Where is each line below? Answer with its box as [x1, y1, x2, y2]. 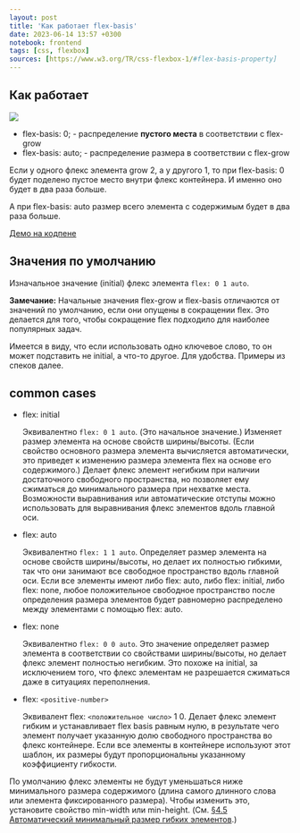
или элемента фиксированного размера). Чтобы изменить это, [9, 795, 250, 806]
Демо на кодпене [9, 227, 77, 238]
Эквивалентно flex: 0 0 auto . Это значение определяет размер [21, 639, 270, 650]
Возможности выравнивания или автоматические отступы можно [21, 493, 276, 504]
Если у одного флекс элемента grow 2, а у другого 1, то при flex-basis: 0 [9, 165, 285, 175]
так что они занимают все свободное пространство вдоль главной [21, 565, 279, 577]
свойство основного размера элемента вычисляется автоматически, [21, 446, 289, 456]
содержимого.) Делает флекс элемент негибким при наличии [21, 464, 261, 475]
